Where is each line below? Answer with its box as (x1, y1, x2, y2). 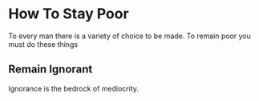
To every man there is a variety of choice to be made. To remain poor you (8, 31, 251, 41)
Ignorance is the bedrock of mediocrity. (8, 84, 139, 93)
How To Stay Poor (8, 5, 130, 23)
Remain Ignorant (8, 63, 93, 76)
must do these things (8, 39, 79, 49)
